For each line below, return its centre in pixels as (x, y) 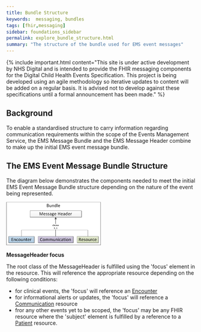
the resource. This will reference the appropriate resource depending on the (100, 273)
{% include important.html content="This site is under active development (98, 62)
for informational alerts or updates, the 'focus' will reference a (91, 298)
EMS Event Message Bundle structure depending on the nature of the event (100, 187)
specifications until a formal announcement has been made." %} (86, 94)
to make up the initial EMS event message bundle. (68, 147)
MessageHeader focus (35, 255)
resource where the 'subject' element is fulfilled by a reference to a (98, 317)
